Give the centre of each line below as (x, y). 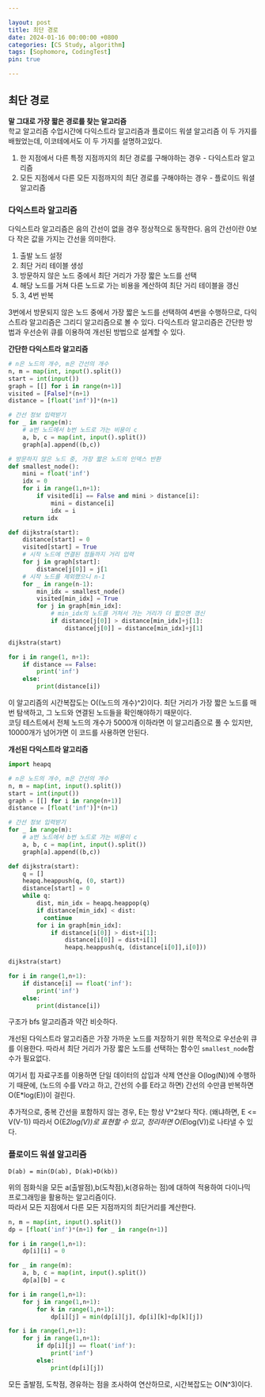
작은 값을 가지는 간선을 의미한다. (66, 239)
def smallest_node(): (44, 466)
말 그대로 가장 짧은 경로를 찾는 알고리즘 (67, 121)
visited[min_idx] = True (78, 599)
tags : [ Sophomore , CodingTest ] (60, 52)
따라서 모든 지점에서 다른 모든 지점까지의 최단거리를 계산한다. (102, 1206)
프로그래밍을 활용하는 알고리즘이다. (62, 1197)
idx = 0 (35, 481)
